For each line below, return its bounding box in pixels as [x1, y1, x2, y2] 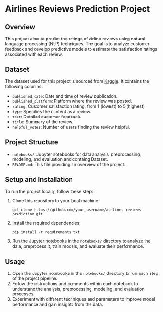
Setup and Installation [5, 175, 73, 184]
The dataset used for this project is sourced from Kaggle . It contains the [5, 78, 149, 84]
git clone [12, 207, 33, 213]
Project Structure [5, 138, 58, 147]
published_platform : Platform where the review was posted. [12, 98, 132, 104]
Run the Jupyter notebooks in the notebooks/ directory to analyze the [12, 238, 151, 244]
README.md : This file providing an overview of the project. [12, 161, 126, 167]
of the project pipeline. [12, 275, 58, 281]
